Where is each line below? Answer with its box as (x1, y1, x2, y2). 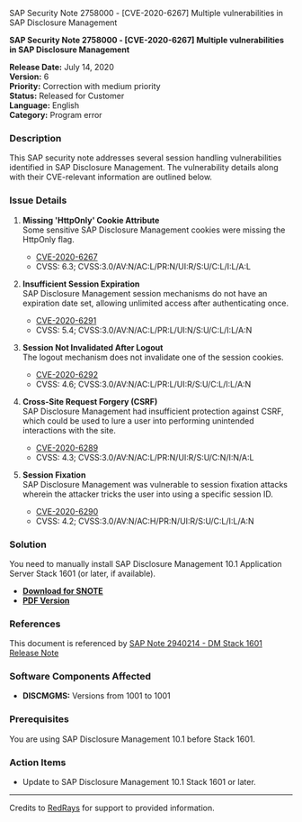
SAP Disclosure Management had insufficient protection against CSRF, (22, 406, 284, 416)
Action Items (9, 756, 67, 769)
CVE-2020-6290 (35, 506, 99, 516)
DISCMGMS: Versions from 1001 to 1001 (22, 690, 171, 701)
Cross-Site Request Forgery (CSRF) (22, 396, 158, 406)
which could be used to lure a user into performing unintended (22, 415, 254, 426)
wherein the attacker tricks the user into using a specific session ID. (22, 489, 274, 499)
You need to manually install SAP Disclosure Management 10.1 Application (9, 558, 282, 569)
